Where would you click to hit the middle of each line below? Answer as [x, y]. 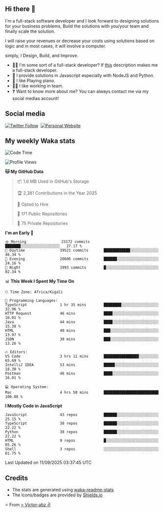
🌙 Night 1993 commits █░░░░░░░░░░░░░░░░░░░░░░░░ [82, 268]
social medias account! [35, 98]
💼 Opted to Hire [33, 204]
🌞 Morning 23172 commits [47, 242]
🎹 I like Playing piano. [34, 80]
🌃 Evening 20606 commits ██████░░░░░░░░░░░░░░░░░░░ [82, 259]
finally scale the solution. [30, 31]
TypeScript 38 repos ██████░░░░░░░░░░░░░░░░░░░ [82, 424]
